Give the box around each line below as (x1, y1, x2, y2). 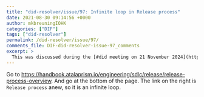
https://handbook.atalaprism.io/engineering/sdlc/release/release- (21, 70, 185, 78)
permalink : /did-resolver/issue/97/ (6, 37, 99, 43)
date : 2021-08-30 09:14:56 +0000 (6, 15, 91, 21)
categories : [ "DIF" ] (6, 25, 59, 32)
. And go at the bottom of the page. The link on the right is (51, 77, 196, 84)
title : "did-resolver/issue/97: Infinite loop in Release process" (6, 8, 181, 15)
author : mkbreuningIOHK (6, 20, 67, 26)
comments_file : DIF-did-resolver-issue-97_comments (6, 43, 140, 49)
